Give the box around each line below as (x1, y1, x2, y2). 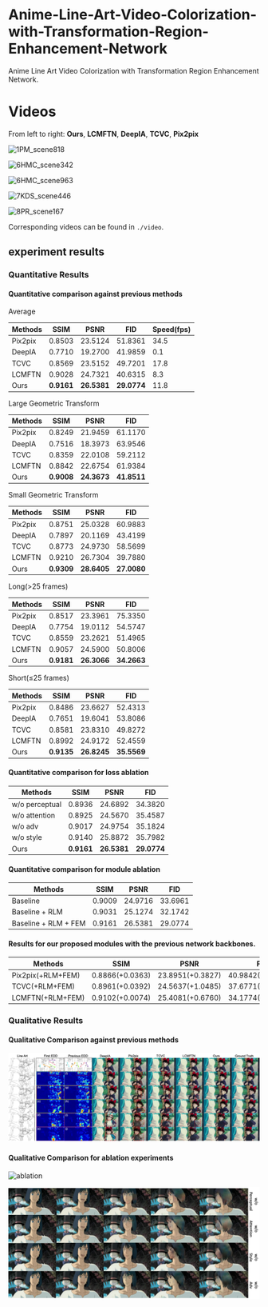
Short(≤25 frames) (8, 673, 70, 683)
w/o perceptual (11, 799, 62, 809)
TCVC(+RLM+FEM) (11, 981, 76, 991)
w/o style (11, 833, 42, 842)
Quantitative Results (8, 270, 89, 281)
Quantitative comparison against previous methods (8, 289, 183, 298)
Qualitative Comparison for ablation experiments (8, 1153, 174, 1162)
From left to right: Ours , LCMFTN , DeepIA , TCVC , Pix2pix (8, 129, 199, 138)
